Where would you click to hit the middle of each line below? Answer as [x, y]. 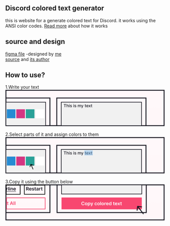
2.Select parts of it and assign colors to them [52, 134]
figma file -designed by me [33, 54]
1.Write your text [22, 87]
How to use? [25, 75]
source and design [35, 42]
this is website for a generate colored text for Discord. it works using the [80, 20]
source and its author [27, 59]
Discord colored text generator [55, 8]
